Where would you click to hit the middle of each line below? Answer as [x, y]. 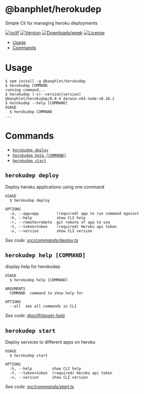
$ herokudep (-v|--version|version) [43, 94]
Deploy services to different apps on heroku [50, 342]
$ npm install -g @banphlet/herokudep [45, 81]
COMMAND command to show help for [47, 293]
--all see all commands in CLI [43, 306]
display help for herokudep [33, 267]
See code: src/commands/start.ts [40, 387]
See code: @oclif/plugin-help [35, 316]
